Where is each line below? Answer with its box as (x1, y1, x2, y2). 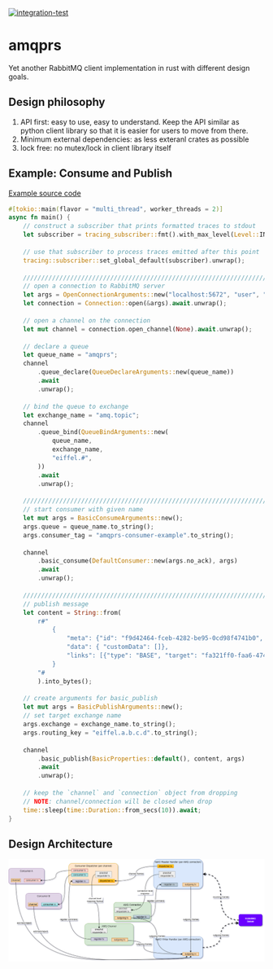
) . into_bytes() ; (37, 677, 93, 686)
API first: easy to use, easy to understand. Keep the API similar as (19, 116, 240, 126)
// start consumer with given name (23, 506, 144, 514)
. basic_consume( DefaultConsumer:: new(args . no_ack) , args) (37, 557, 238, 565)
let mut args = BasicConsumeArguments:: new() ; (23, 514, 184, 523)
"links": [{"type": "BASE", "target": (66, 651, 198, 660)
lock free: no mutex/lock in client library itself (19, 142, 172, 152)
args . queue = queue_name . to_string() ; (23, 522, 154, 531)
